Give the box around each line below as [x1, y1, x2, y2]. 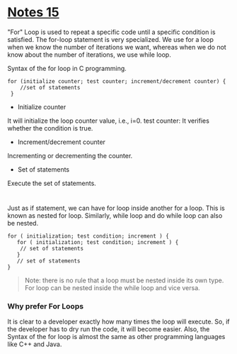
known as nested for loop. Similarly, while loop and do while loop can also [7, 211, 223, 220]
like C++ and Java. [7, 340, 62, 348]
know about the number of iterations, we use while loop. [7, 50, 171, 59]
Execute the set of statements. [7, 179, 97, 187]
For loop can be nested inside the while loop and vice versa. [24, 284, 200, 292]
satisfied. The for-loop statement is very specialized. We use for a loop [7, 35, 214, 43]
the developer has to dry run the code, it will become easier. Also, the [7, 325, 210, 333]
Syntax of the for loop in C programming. [7, 64, 127, 72]
